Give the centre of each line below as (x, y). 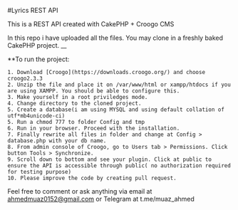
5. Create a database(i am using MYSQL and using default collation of (116, 110)
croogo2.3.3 (25, 78)
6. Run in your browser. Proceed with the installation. (94, 128)
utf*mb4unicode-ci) (36, 116)
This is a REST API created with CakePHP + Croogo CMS (91, 24)
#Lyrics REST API (33, 10)
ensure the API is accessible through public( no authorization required (119, 166)
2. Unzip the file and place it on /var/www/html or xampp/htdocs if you (119, 85)
